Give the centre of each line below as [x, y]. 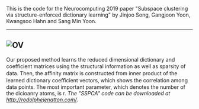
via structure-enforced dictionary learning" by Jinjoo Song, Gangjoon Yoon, [98, 15]
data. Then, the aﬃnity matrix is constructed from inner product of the [92, 73]
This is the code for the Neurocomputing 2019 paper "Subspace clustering [97, 9]
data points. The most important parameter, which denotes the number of [96, 87]
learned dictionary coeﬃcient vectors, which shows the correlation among [97, 80]
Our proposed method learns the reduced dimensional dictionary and [91, 59]
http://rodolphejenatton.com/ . [42, 100]
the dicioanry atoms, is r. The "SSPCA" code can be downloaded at [88, 93]
